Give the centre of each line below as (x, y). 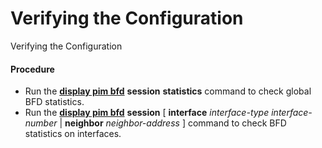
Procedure (32, 69)
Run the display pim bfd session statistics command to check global (168, 91)
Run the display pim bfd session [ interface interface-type (147, 113)
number (41, 123)
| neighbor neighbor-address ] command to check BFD (173, 123)
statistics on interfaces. (73, 134)
